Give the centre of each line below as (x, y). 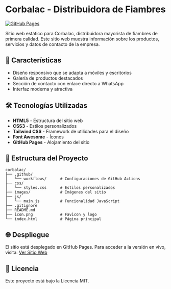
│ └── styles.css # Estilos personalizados (60, 188)
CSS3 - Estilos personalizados (45, 126)
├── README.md (20, 210)
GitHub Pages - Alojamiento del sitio (51, 142)
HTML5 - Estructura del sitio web (48, 121)
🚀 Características (33, 61)
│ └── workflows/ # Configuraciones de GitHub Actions (73, 179)
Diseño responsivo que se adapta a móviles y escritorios (72, 73)
